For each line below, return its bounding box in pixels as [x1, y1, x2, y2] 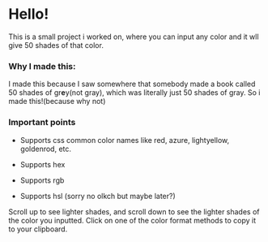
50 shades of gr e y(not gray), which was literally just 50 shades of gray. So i [8, 88, 261, 97]
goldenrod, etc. [19, 144, 71, 153]
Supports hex [19, 159, 66, 169]
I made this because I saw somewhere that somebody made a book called [8, 79, 256, 89]
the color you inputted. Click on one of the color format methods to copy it [8, 215, 257, 225]
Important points [8, 117, 76, 128]
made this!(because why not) [8, 97, 106, 106]
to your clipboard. [8, 224, 68, 234]
